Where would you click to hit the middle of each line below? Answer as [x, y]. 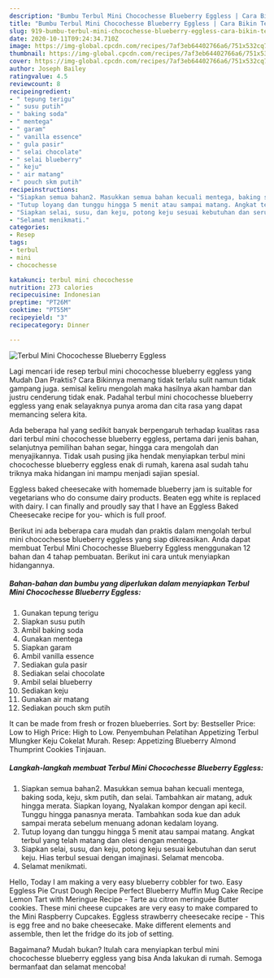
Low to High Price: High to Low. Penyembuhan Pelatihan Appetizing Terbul [134, 732]
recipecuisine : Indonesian [55, 295]
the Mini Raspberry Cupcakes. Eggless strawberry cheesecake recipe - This [137, 916]
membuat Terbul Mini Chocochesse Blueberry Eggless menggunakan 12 [130, 547]
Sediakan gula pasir [54, 664]
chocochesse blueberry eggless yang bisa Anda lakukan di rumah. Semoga [136, 958]
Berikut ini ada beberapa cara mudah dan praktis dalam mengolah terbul [130, 530]
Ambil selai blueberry [57, 682]
